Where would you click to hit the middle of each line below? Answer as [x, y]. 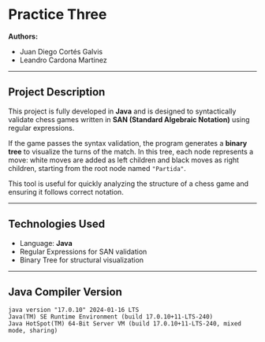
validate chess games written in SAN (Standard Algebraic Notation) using [129, 119]
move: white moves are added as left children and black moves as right [123, 160]
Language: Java [46, 243]
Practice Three [58, 15]
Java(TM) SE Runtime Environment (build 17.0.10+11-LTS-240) [111, 317]
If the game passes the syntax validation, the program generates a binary [128, 143]
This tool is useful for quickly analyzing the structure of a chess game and [129, 184]
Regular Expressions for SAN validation [83, 251]
